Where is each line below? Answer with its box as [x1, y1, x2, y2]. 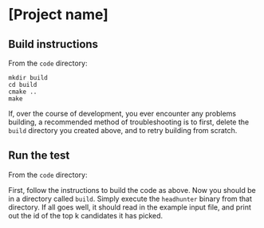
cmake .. [8, 88, 37, 96]
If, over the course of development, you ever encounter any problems [8, 109, 237, 118]
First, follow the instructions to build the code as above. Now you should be [8, 185, 257, 195]
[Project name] [8, 6, 109, 24]
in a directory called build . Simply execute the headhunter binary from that [8, 194, 253, 203]
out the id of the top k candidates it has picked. [8, 210, 164, 220]
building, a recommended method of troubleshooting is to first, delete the [8, 117, 250, 127]
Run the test [8, 149, 70, 163]
